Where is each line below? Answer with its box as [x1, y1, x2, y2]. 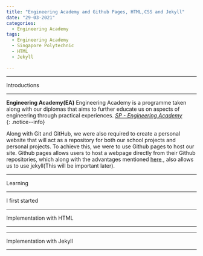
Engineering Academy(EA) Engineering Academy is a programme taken [6, 99, 187, 106]
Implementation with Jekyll [6, 237, 74, 245]
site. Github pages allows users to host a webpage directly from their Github [6, 149, 196, 156]
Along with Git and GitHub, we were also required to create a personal [6, 130, 181, 137]
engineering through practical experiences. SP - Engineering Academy [6, 111, 182, 119]
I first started [6, 197, 39, 204]
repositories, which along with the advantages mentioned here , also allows [6, 156, 194, 163]
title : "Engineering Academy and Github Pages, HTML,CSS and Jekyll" [6, 8, 185, 15]
